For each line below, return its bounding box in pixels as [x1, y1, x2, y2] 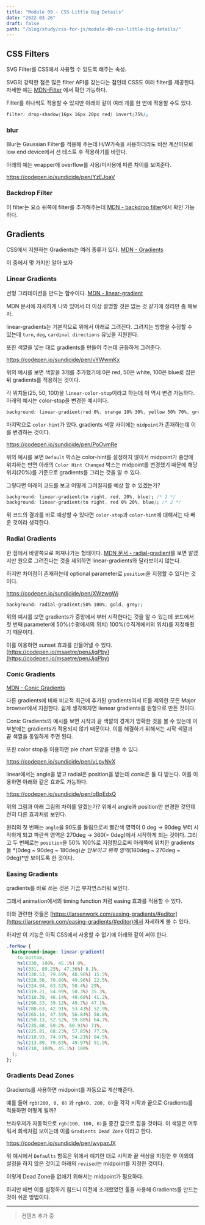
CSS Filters [6, 48, 50, 59]
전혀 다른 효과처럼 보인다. [6, 811, 67, 818]
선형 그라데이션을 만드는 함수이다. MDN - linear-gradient [6, 289, 143, 296]
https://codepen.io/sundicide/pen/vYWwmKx [6, 356, 120, 363]
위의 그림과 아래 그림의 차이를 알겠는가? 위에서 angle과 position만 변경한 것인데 [6, 803, 196, 810]
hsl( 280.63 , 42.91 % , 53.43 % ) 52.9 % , [17, 1006, 111, 1012]
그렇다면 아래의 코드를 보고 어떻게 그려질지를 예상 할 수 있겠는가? [6, 481, 160, 489]
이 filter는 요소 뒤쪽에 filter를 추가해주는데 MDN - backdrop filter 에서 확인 [6, 203, 184, 211]
